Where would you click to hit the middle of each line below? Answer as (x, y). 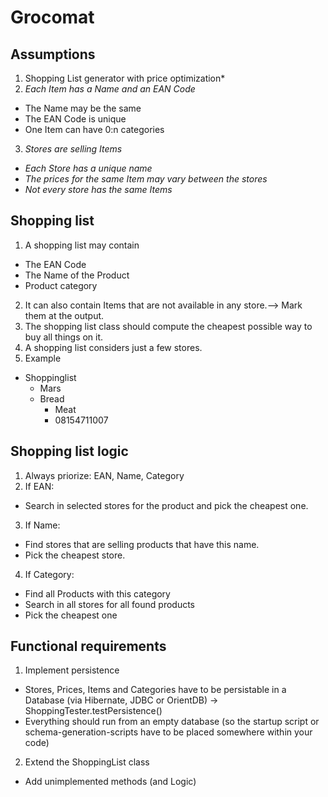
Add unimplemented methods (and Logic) (110, 782)
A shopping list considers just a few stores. (113, 347)
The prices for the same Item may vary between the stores (146, 179)
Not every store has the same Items (98, 189)
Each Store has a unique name (88, 168)
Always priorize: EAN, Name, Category (104, 475)
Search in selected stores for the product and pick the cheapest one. (166, 505)
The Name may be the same (83, 108)
